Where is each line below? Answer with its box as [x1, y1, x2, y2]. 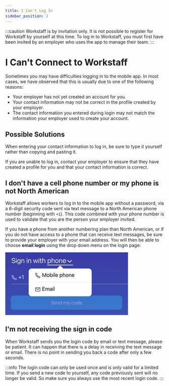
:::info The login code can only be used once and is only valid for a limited [5, 364, 159, 370]
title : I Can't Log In [5, 8, 53, 13]
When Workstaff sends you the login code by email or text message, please [5, 338, 162, 344]
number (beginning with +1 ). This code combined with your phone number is [5, 211, 164, 217]
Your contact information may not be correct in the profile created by [12, 99, 156, 105]
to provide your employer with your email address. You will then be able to [5, 237, 159, 243]
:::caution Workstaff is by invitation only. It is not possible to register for [5, 28, 153, 34]
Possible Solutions [5, 130, 65, 139]
